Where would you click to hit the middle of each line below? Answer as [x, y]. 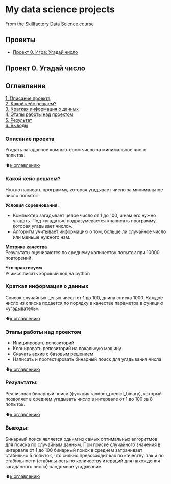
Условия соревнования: [32, 205]
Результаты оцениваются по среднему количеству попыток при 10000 [82, 252]
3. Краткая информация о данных [42, 109]
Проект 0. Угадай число [45, 69]
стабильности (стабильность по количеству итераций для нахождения [83, 461]
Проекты [20, 40]
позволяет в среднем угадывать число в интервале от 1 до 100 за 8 [79, 399]
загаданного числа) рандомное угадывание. [54, 466]
